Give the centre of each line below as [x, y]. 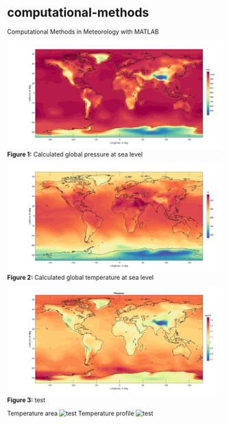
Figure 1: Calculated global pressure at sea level [75, 154]
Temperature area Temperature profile [71, 414]
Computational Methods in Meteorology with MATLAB [83, 32]
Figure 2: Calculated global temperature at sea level [81, 277]
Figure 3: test [26, 400]
